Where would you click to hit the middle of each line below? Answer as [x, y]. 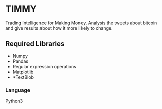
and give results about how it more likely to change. [59, 28]
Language [18, 90]
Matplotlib [23, 72]
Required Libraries [35, 44]
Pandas [21, 61]
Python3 [14, 101]
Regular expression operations [45, 66]
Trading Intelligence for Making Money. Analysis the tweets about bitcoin [81, 23]
